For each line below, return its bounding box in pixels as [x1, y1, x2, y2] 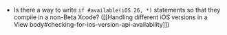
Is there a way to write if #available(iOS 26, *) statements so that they [13, 6, 221, 14]
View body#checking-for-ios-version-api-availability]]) [13, 21, 170, 28]
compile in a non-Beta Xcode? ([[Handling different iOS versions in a [13, 13, 208, 21]
